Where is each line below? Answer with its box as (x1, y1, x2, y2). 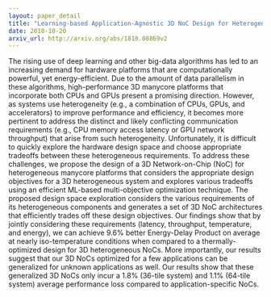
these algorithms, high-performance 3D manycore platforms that (8, 82, 223, 92)
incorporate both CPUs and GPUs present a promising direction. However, (8, 90, 255, 101)
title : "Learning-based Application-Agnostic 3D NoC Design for (8, 19, 229, 27)
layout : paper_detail (8, 11, 81, 20)
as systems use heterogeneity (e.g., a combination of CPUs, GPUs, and (8, 99, 245, 109)
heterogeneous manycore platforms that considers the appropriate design (8, 168, 254, 178)
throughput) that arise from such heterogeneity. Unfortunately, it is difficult (8, 134, 256, 144)
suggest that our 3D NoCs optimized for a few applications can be (8, 253, 228, 263)
